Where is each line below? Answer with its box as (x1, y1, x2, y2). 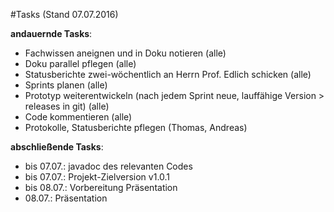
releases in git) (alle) (24, 100, 110, 112)
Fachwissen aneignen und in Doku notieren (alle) (24, 47, 227, 59)
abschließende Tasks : (10, 141, 104, 153)
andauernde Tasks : (10, 28, 93, 39)
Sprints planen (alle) (24, 79, 108, 91)
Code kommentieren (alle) (24, 111, 133, 123)
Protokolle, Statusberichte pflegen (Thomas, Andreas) (24, 122, 248, 133)
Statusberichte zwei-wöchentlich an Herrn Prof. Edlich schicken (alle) (24, 69, 312, 80)
